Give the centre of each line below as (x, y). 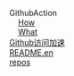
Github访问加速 (37, 42)
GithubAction (33, 13)
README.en (31, 52)
